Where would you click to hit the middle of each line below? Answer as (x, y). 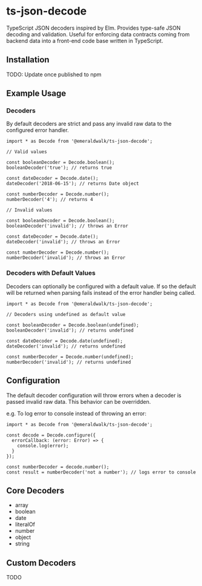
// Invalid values (29, 210)
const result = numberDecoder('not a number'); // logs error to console (101, 472)
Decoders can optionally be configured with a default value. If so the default (101, 286)
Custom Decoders (41, 563)
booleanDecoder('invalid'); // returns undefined (70, 330)
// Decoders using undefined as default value (66, 314)
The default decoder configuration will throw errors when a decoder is (94, 395)
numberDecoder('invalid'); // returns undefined (69, 362)
